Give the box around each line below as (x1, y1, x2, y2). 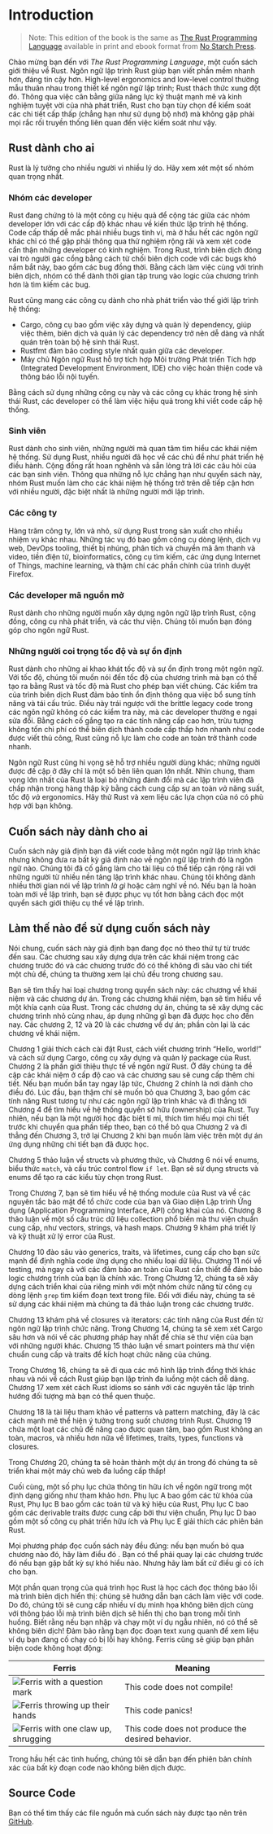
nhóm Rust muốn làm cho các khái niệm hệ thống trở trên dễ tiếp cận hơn (8, 478, 254, 488)
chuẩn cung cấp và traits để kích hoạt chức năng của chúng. (8, 1349, 212, 1359)
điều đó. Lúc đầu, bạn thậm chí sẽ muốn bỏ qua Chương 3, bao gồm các (8, 1087, 251, 1097)
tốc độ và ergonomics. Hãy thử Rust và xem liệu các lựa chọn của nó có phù (8, 792, 264, 802)
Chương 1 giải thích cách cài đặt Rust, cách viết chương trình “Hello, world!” (8, 1044, 262, 1054)
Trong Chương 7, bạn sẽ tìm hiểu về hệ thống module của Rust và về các (8, 1187, 251, 1198)
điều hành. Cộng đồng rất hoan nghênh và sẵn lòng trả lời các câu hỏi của (8, 461, 257, 471)
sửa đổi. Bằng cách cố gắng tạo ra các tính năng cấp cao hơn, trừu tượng (8, 716, 253, 726)
